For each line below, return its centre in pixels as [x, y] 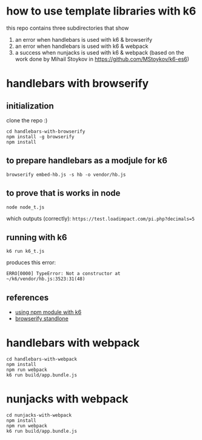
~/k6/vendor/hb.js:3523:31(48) [46, 279]
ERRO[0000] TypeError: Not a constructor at [63, 274]
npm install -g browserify [40, 137]
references [28, 297]
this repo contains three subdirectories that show [68, 28]
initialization [30, 106]
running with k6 [37, 237]
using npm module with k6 [48, 312]
